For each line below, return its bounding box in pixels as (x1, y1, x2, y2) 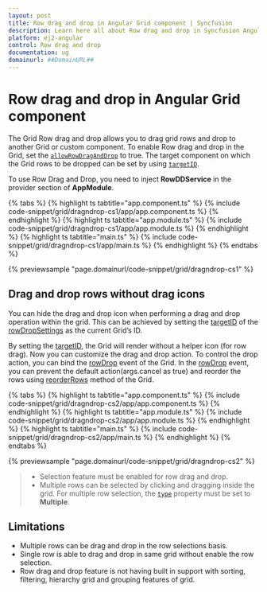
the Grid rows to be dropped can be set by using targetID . (8, 158, 200, 168)
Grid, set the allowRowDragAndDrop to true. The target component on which (8, 150, 250, 160)
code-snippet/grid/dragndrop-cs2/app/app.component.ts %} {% (8, 399, 221, 408)
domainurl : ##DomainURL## (8, 56, 94, 64)
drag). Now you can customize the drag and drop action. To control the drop (8, 349, 258, 359)
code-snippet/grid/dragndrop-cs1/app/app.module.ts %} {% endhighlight (8, 224, 249, 233)
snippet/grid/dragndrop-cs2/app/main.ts (8, 432, 141, 442)
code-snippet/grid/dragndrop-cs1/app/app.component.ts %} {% (8, 206, 219, 216)
